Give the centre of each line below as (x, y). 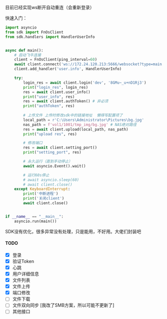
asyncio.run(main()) (35, 221)
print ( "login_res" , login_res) (56, 87)
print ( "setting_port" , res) (52, 152)
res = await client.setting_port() (60, 148)
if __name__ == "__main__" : (34, 216)
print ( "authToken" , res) (49, 106)
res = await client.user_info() (57, 92)
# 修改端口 (33, 143)
